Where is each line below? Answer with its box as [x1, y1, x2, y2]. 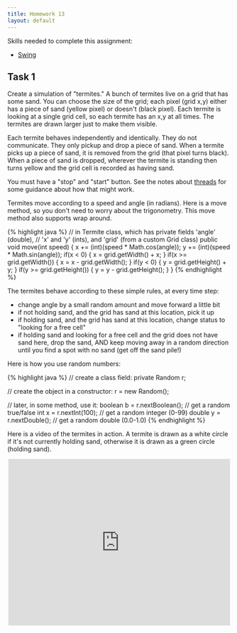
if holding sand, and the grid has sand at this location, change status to [17, 315, 226, 324]
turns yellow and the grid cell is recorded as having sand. [7, 164, 175, 173]
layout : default [7, 17, 55, 24]
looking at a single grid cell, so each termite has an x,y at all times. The [7, 112, 214, 121]
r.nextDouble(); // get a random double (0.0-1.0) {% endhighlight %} [7, 416, 206, 425]
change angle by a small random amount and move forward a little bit [17, 301, 221, 309]
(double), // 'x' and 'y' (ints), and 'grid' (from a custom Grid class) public [7, 235, 218, 244]
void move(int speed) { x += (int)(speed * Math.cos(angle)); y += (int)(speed [7, 243, 231, 251]
